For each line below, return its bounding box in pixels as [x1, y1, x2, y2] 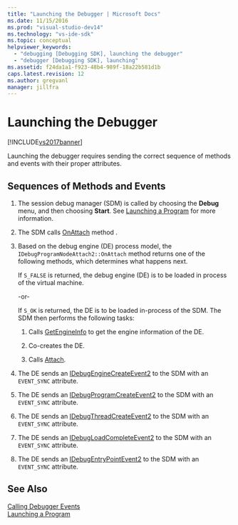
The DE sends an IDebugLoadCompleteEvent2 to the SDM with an [17, 434, 212, 441]
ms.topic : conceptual [7, 37, 72, 44]
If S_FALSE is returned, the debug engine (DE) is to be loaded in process [17, 271, 227, 279]
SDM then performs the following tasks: [17, 314, 135, 322]
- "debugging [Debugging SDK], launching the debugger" [14, 51, 183, 58]
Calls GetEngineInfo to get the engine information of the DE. [28, 328, 205, 336]
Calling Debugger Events [7, 501, 81, 511]
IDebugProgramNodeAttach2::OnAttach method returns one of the [17, 249, 205, 258]
